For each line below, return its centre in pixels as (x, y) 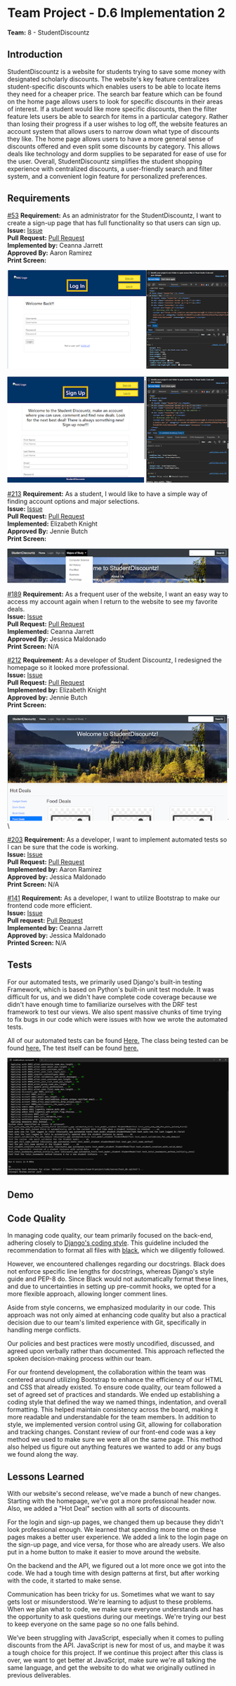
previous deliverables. (39, 1675)
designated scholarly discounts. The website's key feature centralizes (108, 79)
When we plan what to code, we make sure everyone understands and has (115, 1609)
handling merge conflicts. (44, 1330)
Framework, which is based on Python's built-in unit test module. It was (111, 989)
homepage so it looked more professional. (68, 667)
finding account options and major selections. (73, 502)
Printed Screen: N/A (37, 943)
